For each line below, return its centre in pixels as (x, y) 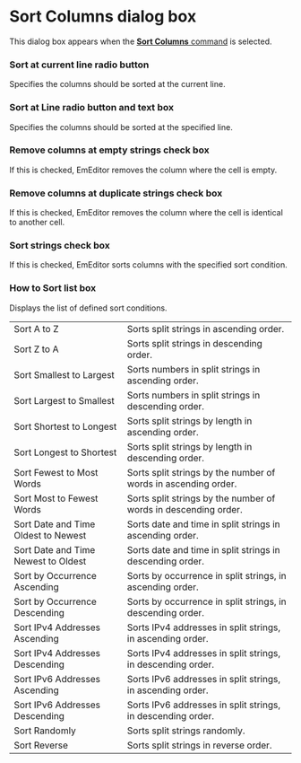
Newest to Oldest (50, 561)
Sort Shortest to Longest (65, 426)
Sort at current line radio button (79, 65)
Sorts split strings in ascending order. (206, 329)
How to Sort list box (53, 288)
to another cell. (37, 223)
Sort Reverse (41, 745)
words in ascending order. (182, 484)
